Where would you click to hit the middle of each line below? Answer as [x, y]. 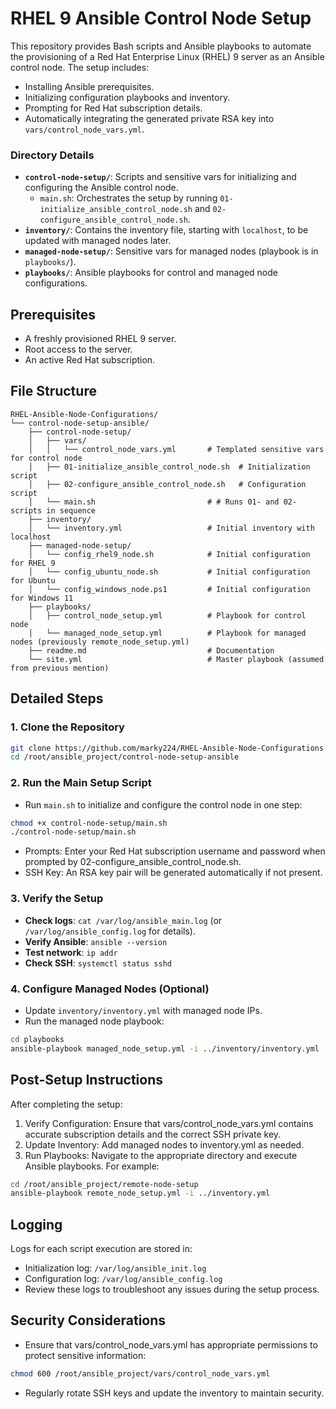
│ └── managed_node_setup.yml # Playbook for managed [167, 633]
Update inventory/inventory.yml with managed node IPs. [143, 1010]
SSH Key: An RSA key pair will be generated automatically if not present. [173, 873]
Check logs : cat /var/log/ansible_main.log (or [123, 920]
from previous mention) [60, 668]
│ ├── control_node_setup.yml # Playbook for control [167, 615]
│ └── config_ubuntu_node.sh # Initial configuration [169, 572]
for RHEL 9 [33, 563]
